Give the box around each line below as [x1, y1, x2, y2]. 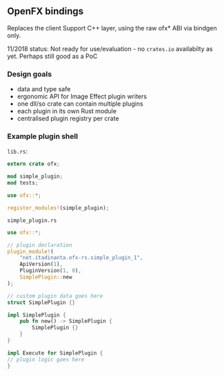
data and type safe [17, 85, 71, 93]
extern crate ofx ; [7, 160, 60, 168]
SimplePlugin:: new [19, 274, 72, 281]
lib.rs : [7, 147, 28, 156]
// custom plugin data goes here [7, 292, 103, 299]
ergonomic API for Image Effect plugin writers [17, 93, 147, 101]
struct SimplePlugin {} [7, 299, 76, 306]
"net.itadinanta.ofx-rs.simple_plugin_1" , [19, 254, 143, 261]
